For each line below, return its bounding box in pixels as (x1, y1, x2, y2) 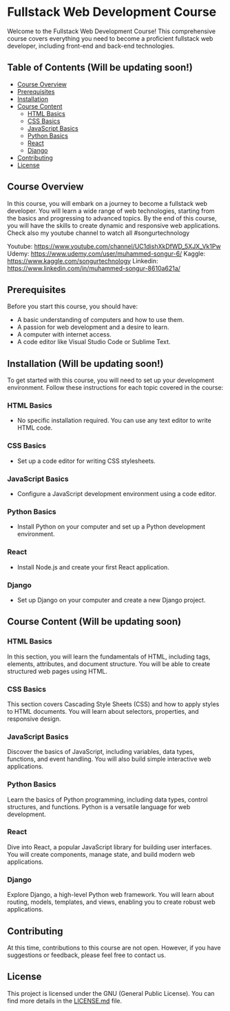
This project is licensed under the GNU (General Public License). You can (7, 989, 215, 997)
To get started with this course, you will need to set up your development (7, 376, 215, 384)
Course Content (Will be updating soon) (7, 616, 181, 627)
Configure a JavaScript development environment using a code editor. (17, 490, 217, 498)
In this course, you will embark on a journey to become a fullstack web (7, 199, 208, 207)
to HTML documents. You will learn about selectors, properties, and (7, 707, 199, 715)
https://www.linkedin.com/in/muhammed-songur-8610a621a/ (7, 264, 181, 272)
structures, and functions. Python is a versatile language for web (7, 802, 191, 811)
